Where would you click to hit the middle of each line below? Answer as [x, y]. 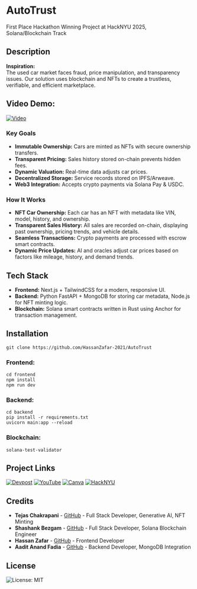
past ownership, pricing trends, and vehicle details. [77, 232]
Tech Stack [27, 275]
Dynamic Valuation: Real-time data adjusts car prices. [81, 171]
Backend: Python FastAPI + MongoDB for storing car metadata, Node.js [102, 296]
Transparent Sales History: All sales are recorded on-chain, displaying [101, 225]
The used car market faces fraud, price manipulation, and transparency [93, 73]
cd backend [20, 412]
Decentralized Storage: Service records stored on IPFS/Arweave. [95, 178]
